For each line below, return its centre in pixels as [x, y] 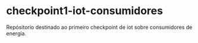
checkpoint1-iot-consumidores [85, 11]
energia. [16, 33]
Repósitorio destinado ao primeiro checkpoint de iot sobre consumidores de [99, 27]
